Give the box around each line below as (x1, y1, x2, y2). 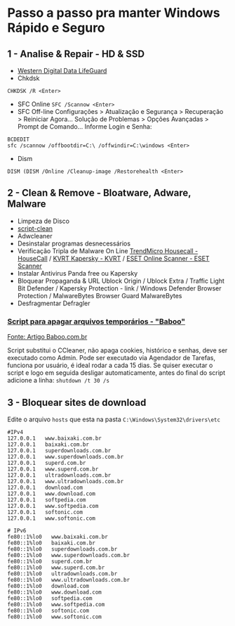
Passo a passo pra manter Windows (7, 5, 220, 21)
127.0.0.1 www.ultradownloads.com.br (7, 478, 124, 485)
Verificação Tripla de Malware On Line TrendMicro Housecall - (17, 246, 199, 255)
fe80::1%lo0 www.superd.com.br (7, 564, 105, 571)
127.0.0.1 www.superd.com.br (7, 466, 99, 473)
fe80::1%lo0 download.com (7, 582, 90, 589)
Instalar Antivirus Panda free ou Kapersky (17, 269, 138, 277)
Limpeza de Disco (17, 217, 70, 225)
